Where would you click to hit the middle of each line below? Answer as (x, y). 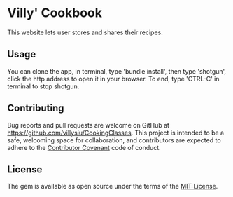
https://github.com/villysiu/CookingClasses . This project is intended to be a (116, 133)
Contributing (36, 108)
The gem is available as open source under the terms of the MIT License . (113, 186)
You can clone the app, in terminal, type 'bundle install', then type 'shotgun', (116, 71)
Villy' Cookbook (55, 13)
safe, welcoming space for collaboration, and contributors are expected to (114, 140)
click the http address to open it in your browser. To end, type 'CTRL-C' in (113, 79)
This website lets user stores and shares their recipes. (85, 32)
